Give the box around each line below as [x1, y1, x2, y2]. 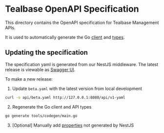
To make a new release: [5, 76, 53, 82]
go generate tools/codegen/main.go [5, 113, 78, 118]
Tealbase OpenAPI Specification [5, 3, 139, 15]
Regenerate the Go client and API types [12, 104, 92, 110]
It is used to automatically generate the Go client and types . [5, 34, 125, 40]
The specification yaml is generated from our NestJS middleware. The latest [5, 61, 159, 67]
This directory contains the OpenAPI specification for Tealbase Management [5, 20, 159, 25]
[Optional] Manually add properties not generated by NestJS [12, 122, 134, 128]
